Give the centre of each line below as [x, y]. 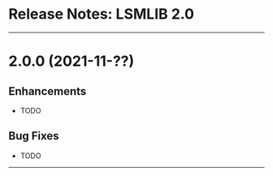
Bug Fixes [34, 136]
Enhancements [48, 91]
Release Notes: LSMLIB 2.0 [102, 14]
